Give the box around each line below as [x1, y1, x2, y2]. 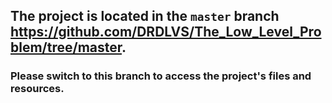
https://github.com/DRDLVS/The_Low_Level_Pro [10, 24, 322, 41]
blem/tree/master [10, 39, 123, 56]
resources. [10, 82, 65, 96]
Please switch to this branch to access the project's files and [10, 69, 312, 83]
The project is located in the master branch [10, 8, 280, 25]
